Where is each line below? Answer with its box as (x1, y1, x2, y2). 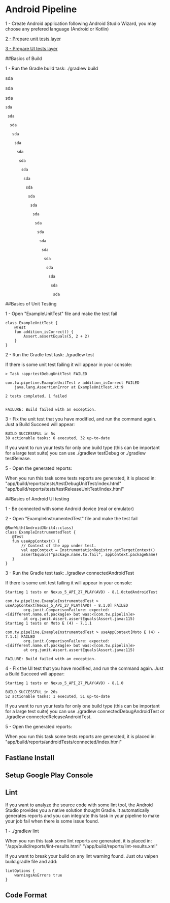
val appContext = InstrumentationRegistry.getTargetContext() (21, 547, 156, 553)
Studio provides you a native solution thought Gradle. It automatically (5, 807, 150, 813)
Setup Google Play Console (5, 771, 93, 779)
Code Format (5, 891, 47, 899)
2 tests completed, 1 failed (5, 393, 67, 399)
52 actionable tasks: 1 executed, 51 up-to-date (5, 694, 110, 699)
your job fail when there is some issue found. (5, 818, 99, 824)
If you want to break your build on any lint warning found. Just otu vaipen (5, 853, 158, 859)
